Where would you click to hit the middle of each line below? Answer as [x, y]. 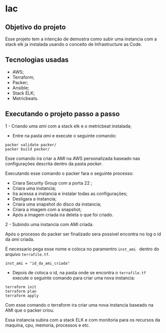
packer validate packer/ [31, 145]
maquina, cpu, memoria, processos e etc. [48, 325]
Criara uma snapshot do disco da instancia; [57, 204]
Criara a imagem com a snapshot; [47, 209]
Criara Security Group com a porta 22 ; [52, 183]
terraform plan [21, 291]
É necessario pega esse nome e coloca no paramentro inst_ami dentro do [82, 249]
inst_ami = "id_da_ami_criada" [38, 263]
